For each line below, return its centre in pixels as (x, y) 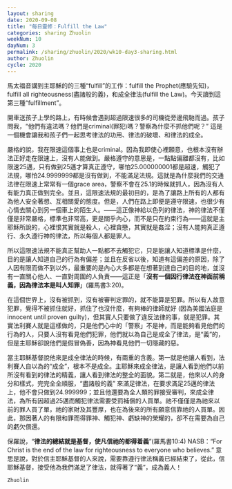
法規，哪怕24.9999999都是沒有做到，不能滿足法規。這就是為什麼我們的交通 (116, 175)
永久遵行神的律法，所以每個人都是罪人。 (77, 236)
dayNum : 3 (21, 46)
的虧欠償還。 (25, 426)
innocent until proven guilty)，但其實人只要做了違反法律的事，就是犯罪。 (110, 317)
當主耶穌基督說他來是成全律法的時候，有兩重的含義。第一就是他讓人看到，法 (116, 357)
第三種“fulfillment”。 (36, 103)
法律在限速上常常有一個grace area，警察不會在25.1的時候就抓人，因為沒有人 (116, 184)
